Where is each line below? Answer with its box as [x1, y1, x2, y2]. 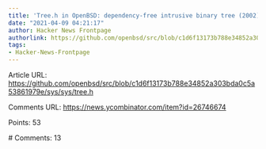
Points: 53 [8, 118, 41, 127]
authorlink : [8, 33, 47, 42]
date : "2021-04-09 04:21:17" [8, 19, 104, 27]
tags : [8, 41, 26, 49]
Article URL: [8, 71, 47, 79]
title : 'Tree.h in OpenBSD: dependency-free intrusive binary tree [8, 11, 236, 20]
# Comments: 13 [8, 133, 62, 143]
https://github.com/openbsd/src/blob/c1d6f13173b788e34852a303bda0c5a [8, 78, 256, 88]
